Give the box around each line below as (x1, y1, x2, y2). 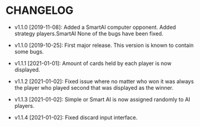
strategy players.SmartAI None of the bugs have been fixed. (14, 29, 164, 37)
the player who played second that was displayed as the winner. (14, 84, 174, 91)
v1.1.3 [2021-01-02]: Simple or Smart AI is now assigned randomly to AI (14, 96, 190, 103)
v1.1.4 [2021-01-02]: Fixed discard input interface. (14, 114, 138, 121)
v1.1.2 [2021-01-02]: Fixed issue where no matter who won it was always (14, 78, 194, 85)
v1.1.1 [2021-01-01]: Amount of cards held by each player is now (14, 60, 172, 67)
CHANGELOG (5, 4, 73, 17)
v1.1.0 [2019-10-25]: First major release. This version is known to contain (14, 42, 194, 49)
